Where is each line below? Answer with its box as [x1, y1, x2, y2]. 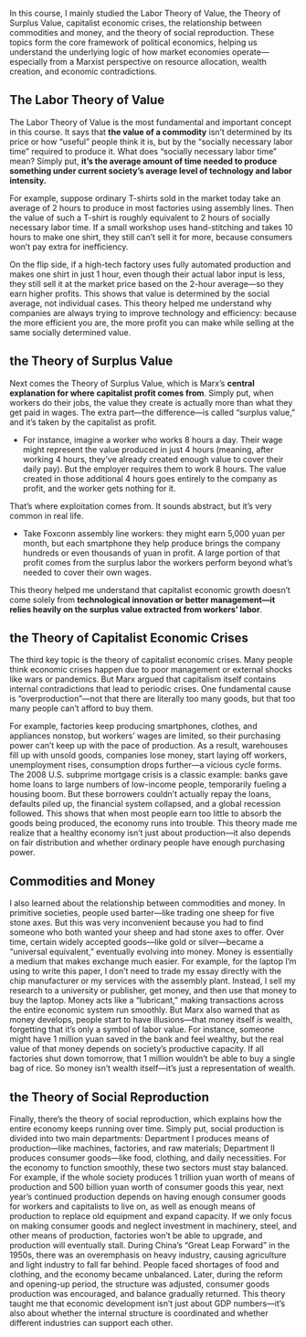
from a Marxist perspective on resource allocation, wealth [49, 57, 267, 67]
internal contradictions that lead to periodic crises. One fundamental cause [9, 684, 291, 695]
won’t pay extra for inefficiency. [9, 241, 129, 252]
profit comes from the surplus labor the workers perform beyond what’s [22, 557, 293, 568]
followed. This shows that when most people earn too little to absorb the [9, 808, 282, 819]
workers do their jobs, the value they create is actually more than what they [9, 397, 293, 408]
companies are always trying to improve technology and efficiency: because [9, 307, 297, 318]
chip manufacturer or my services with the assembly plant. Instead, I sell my [9, 975, 296, 986]
